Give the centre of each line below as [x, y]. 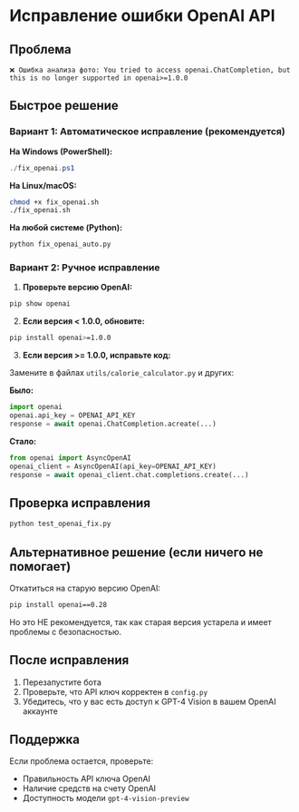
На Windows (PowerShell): [61, 152]
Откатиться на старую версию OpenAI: [85, 588]
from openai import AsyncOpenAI [70, 458]
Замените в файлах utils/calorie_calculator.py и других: [122, 373]
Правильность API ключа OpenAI [87, 779]
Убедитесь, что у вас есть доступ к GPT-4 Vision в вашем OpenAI [149, 701]
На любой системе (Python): [66, 228]
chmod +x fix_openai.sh [54, 202]
